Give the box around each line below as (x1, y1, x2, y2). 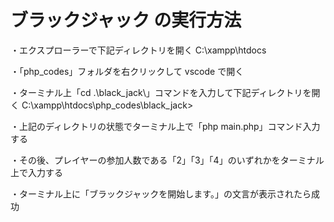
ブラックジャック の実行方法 (10, 9, 242, 32)
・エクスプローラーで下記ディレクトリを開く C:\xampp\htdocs (10, 44, 267, 56)
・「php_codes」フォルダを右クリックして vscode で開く (10, 65, 245, 77)
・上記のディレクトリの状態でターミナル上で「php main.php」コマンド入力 (10, 120, 321, 132)
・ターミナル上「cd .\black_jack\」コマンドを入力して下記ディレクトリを (10, 86, 312, 98)
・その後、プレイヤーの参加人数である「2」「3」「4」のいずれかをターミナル (10, 154, 325, 166)
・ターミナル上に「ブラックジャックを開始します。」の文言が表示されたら (10, 187, 312, 200)
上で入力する (10, 166, 63, 178)
